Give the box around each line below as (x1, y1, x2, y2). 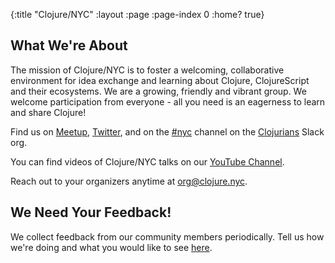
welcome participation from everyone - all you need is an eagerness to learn (10, 95, 326, 108)
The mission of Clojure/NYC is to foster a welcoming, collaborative (10, 64, 285, 76)
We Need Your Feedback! (10, 204, 172, 221)
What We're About (10, 37, 128, 54)
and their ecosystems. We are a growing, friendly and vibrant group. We (10, 85, 307, 97)
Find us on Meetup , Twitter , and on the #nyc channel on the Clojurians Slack (10, 125, 325, 138)
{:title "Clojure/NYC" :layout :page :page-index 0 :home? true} (10, 9, 265, 20)
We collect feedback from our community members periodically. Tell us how (10, 230, 325, 243)
